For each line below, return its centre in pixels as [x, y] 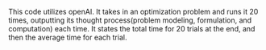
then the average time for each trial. [68, 37]
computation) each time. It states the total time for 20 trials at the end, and [132, 29]
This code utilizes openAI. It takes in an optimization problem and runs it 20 [133, 12]
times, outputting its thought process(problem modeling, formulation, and [130, 20]
